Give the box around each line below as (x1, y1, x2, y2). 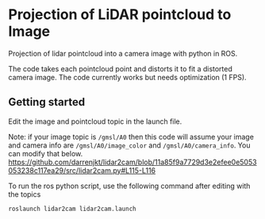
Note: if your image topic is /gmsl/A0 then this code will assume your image (8, 132, 254, 141)
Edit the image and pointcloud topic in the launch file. (8, 117, 182, 126)
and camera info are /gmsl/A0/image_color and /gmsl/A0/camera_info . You (8, 140, 251, 150)
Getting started (8, 95, 86, 109)
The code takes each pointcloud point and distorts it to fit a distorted (8, 63, 232, 73)
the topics (8, 189, 41, 199)
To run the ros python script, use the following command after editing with (8, 181, 251, 190)
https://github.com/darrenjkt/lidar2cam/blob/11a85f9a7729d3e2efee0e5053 (8, 157, 257, 167)
